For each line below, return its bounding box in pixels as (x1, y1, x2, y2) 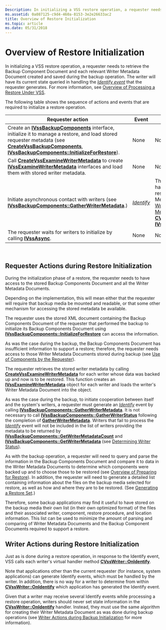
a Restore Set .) (5, 490, 36, 496)
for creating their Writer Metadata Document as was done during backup (5, 609, 153, 615)
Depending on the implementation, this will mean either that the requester (5, 295, 155, 301)
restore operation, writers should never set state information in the (5, 598, 140, 604)
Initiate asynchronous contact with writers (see (7, 196, 117, 203)
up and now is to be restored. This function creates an (5, 376, 116, 382)
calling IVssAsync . (7, 235, 52, 242)
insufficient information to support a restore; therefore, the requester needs (5, 345, 159, 351)
